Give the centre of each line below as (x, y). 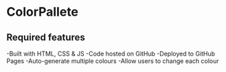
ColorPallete (43, 12)
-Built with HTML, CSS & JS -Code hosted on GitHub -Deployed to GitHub (111, 53)
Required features (46, 37)
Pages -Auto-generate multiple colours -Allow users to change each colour (113, 61)
